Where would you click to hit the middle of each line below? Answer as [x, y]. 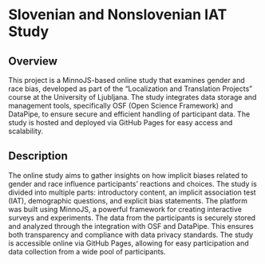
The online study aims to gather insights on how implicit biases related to [128, 175]
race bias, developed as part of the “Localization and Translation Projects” [131, 89]
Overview [33, 61]
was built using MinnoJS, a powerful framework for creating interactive [125, 209]
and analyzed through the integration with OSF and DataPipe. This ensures [131, 226]
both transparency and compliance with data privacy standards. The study [131, 234]
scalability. [26, 131]
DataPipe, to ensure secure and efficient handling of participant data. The [129, 114]
